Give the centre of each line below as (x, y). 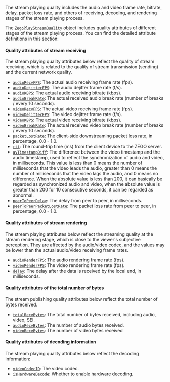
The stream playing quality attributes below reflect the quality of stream (80, 62)
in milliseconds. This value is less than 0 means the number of (77, 163)
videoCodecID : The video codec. (46, 368)
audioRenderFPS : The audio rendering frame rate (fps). (69, 260)
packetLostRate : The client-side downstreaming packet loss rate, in (82, 136)
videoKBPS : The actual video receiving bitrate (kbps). (67, 120)
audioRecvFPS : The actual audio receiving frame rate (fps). (73, 82)
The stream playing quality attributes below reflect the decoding (72, 353)
